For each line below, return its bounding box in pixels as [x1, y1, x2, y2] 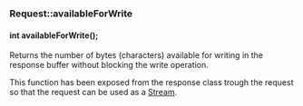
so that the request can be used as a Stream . [9, 87, 178, 98]
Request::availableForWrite [9, 7, 133, 20]
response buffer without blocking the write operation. [9, 60, 209, 71]
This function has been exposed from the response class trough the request [9, 77, 294, 88]
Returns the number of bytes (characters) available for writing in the [9, 50, 264, 61]
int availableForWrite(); [9, 30, 99, 41]
